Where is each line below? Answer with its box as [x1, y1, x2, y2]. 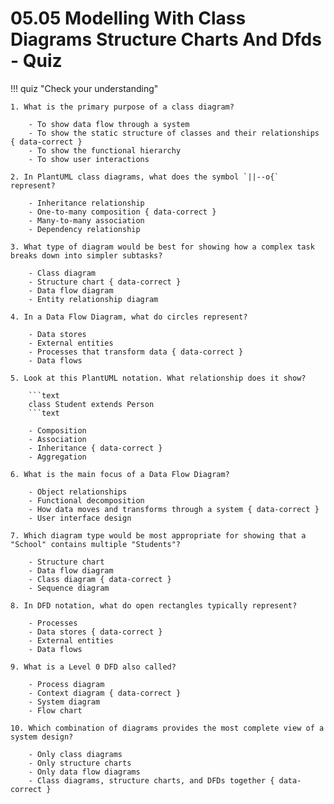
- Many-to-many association [28, 215, 145, 226]
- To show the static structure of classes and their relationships [28, 128, 320, 138]
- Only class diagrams [28, 749, 123, 759]
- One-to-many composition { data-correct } [28, 207, 217, 217]
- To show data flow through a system [28, 119, 190, 129]
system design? [10, 732, 74, 742]
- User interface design [28, 513, 132, 523]
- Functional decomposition [28, 495, 145, 506]
